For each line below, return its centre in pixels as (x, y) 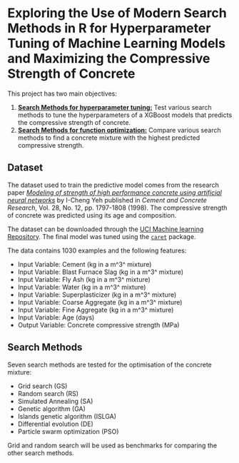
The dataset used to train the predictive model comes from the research (113, 185)
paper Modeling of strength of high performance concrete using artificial (115, 192)
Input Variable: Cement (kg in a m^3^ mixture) (85, 264)
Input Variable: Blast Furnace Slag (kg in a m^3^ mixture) (101, 272)
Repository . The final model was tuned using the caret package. (102, 236)
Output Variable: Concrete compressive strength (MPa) (98, 325)
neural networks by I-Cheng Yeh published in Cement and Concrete (107, 200)
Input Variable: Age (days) (56, 317)
